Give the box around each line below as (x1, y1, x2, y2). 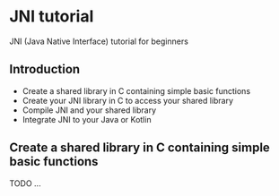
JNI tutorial (9, 6, 94, 27)
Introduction (9, 62, 81, 77)
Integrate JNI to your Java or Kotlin (22, 114, 152, 124)
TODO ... (9, 177, 42, 189)
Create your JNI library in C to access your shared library (22, 95, 234, 106)
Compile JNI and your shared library (22, 105, 157, 115)
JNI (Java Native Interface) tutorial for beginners (9, 36, 188, 47)
